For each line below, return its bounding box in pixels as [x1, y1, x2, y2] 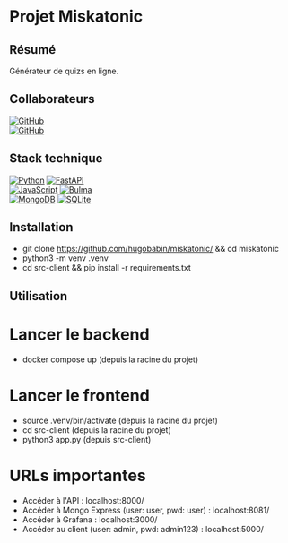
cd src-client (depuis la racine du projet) [22, 424, 172, 435]
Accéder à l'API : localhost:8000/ [22, 495, 145, 505]
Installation [9, 220, 74, 235]
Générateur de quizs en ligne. [9, 65, 119, 76]
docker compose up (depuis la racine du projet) [22, 354, 199, 365]
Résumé [9, 42, 57, 57]
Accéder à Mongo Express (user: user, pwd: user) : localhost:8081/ [22, 504, 270, 515]
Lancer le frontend [9, 385, 150, 405]
